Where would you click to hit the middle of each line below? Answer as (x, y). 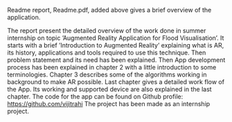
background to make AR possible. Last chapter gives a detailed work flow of (116, 82)
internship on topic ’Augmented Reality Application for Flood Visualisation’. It (116, 38)
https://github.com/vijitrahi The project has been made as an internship (109, 104)
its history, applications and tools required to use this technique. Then (107, 52)
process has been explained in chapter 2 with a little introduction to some (112, 67)
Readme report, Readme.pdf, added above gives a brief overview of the (109, 10)
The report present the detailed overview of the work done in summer (107, 31)
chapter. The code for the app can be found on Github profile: (95, 96)
